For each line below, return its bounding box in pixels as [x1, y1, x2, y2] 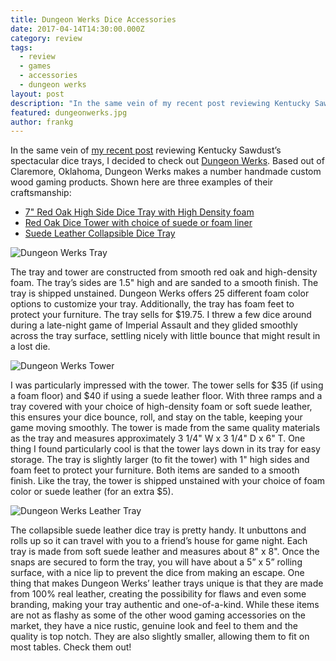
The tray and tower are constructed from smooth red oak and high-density [10, 266, 318, 278]
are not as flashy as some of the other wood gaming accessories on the [10, 609, 307, 621]
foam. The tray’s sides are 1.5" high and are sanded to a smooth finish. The [10, 277, 319, 289]
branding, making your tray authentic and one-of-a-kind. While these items [10, 599, 320, 611]
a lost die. [10, 341, 51, 353]
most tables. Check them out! [10, 641, 132, 653]
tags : [10, 42, 33, 53]
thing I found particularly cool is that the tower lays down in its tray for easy [10, 443, 321, 455]
